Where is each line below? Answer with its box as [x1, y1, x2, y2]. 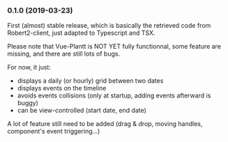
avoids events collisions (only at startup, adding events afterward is [17, 91, 211, 100]
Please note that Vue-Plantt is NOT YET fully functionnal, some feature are [7, 42, 222, 51]
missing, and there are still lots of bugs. [7, 49, 121, 58]
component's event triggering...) [7, 127, 100, 136]
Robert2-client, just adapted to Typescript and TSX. [7, 29, 155, 37]
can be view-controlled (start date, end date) [17, 106, 146, 115]
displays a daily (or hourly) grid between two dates [17, 77, 164, 85]
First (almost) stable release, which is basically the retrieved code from [7, 22, 211, 30]
